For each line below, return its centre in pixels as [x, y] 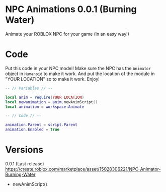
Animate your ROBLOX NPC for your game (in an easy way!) [67, 34]
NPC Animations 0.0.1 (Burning [71, 9]
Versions [24, 150]
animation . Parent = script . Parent [41, 125]
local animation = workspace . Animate [45, 107]
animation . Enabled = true [32, 130]
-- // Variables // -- [29, 88]
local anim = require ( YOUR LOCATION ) [45, 97]
